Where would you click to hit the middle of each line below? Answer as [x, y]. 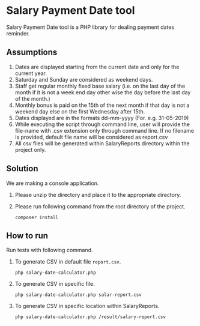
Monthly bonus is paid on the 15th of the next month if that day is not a [102, 105]
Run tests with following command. [50, 250]
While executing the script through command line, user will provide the [102, 124]
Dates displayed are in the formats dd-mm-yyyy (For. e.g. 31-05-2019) [102, 118]
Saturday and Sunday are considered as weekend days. [84, 79]
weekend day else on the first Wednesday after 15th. [80, 111]
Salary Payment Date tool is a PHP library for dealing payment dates [90, 27]
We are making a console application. [53, 183]
